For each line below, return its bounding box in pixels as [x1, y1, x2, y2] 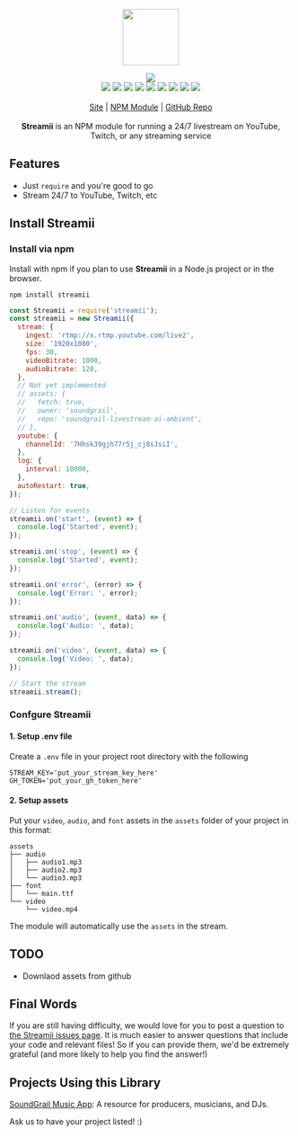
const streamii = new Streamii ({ [9, 315, 135, 324]
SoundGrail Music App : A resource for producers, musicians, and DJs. [9, 1099, 269, 1110]
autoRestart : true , [17, 481, 91, 490]
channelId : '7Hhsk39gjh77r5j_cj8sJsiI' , [25, 439, 179, 448]
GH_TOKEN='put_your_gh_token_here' [9, 776, 143, 785]
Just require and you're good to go [22, 180, 153, 191]
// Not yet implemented [17, 381, 106, 390]
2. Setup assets [9, 795, 69, 806]
